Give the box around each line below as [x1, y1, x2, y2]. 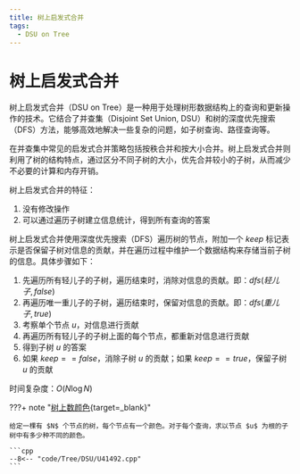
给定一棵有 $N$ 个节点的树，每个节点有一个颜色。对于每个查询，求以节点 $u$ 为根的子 [9, 421, 288, 431]
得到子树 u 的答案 [21, 342, 87, 353]
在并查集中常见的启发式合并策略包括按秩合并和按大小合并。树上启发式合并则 [9, 144, 291, 154]
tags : [9, 21, 29, 30]
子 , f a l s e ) [21, 287, 55, 297]
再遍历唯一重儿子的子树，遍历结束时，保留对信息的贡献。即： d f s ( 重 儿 [21, 297, 279, 308]
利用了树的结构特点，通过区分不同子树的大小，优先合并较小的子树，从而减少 [9, 154, 291, 165]
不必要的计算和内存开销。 [9, 166, 104, 177]
